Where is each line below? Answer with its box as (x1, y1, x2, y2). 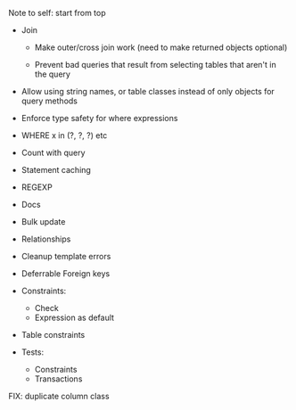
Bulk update (21, 217, 66, 226)
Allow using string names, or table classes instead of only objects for (21, 86, 275, 96)
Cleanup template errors (21, 251, 111, 261)
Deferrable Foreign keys (21, 268, 111, 279)
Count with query (21, 147, 86, 158)
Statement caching (21, 165, 91, 175)
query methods (21, 95, 78, 106)
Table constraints (21, 330, 86, 340)
